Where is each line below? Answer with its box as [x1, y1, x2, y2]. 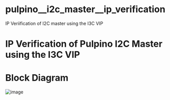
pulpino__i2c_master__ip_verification [5, 4, 166, 15]
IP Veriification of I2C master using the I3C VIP [5, 20, 104, 26]
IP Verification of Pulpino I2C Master [5, 38, 163, 50]
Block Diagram [5, 72, 69, 84]
